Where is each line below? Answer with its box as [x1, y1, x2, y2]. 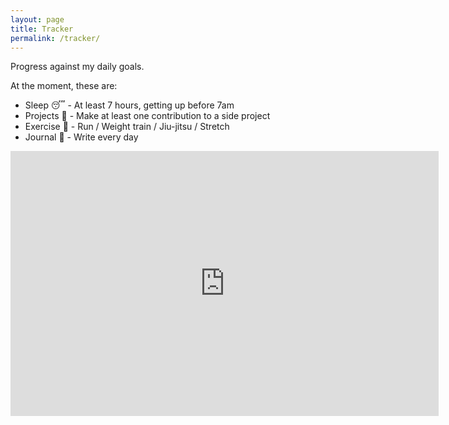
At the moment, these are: [10, 80, 118, 92]
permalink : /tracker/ [10, 33, 101, 43]
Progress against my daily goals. [10, 61, 145, 73]
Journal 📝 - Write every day [24, 131, 139, 143]
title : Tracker [10, 24, 74, 34]
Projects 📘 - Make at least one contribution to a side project [24, 110, 271, 122]
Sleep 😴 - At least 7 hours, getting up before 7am [24, 99, 235, 111]
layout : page [10, 14, 65, 25]
